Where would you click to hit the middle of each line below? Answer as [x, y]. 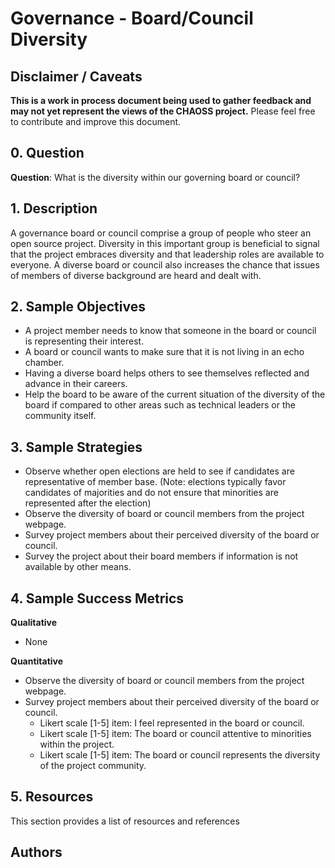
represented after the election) [88, 503]
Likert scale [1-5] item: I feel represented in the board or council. [172, 723]
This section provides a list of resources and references [125, 821]
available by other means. [78, 567]
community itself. [60, 416]
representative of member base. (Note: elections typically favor [155, 482]
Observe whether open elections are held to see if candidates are [159, 471]
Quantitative [37, 661]
